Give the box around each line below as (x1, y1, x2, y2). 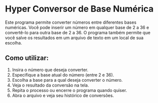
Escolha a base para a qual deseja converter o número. (12, 77, 123, 83)
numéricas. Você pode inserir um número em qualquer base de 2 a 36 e (5, 24, 149, 30)
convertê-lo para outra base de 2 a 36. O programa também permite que (5, 29, 151, 35)
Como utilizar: (5, 54, 49, 62)
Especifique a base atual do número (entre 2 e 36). (12, 72, 114, 78)
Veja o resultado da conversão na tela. (12, 82, 89, 88)
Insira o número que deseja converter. (12, 67, 88, 73)
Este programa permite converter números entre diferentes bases (5, 19, 137, 25)
